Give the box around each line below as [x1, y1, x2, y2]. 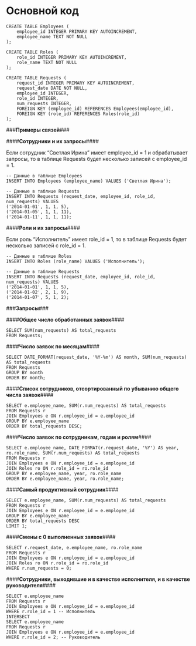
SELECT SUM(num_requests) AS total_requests [6, 327, 116, 333]
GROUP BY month [6, 369, 43, 375]
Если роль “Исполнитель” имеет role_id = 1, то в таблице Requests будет [6, 235, 187, 243]
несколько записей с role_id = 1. [6, 242, 86, 249]
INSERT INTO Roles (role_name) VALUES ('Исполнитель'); [6, 258, 145, 264]
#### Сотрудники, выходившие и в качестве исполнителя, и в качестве [6, 576, 190, 583]
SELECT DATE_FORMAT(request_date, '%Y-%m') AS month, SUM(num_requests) [6, 354, 187, 360]
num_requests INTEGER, [16, 100, 72, 106]
